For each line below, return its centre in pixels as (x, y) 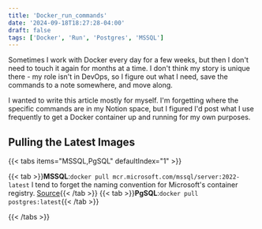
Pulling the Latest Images (72, 142)
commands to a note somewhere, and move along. (91, 85)
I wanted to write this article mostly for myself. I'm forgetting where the (124, 100)
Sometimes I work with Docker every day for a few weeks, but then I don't (128, 60)
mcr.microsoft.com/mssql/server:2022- (176, 177)
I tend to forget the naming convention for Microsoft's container (135, 185)
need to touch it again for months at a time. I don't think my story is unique (129, 69)
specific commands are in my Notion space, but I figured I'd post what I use (131, 109)
